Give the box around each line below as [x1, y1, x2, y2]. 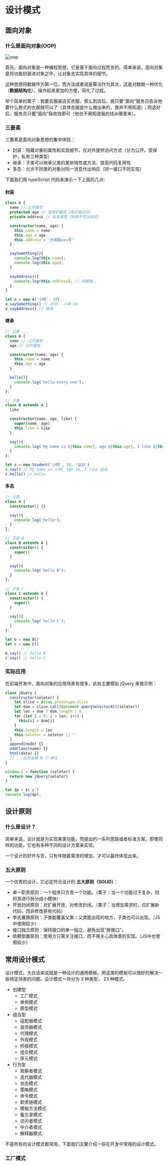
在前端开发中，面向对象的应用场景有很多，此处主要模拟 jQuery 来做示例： [5, 680, 157, 686]
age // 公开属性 [9, 343, 40, 348]
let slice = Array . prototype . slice [14, 700, 88, 705]
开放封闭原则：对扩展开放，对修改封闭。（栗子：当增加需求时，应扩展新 [12, 902, 159, 908]
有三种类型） [25, 154, 52, 160]
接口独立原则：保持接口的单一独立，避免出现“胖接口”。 [12, 927, 126, 933]
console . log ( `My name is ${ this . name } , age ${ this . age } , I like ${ [14, 444, 157, 449]
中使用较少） [12, 921, 39, 927]
